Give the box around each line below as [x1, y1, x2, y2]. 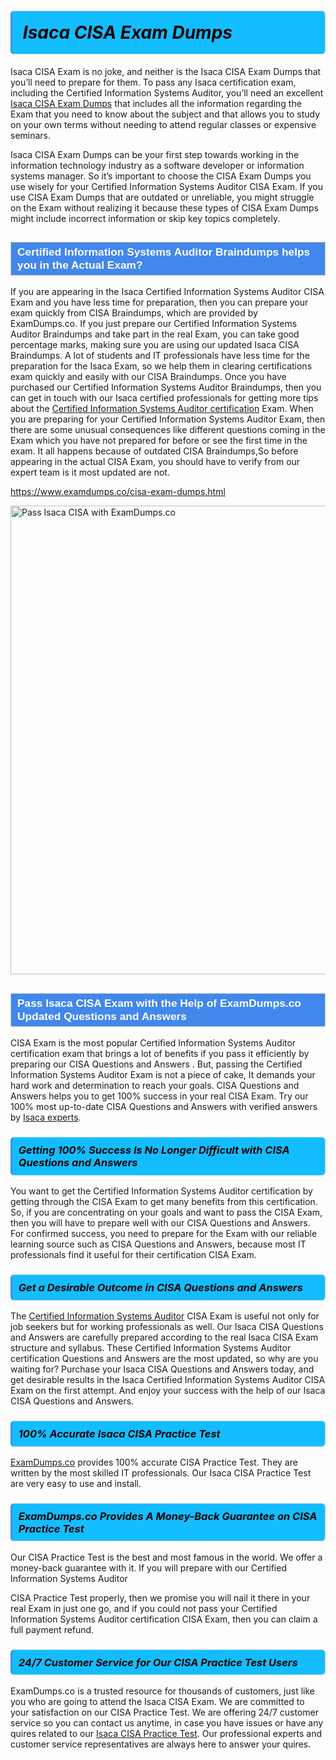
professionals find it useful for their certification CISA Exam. [10, 1249, 257, 1261]
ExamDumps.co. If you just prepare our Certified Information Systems [10, 318, 298, 330]
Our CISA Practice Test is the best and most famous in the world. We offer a [10, 1551, 323, 1563]
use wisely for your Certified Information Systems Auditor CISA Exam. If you [10, 180, 324, 192]
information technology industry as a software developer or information [10, 159, 305, 171]
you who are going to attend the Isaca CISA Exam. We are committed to [10, 1695, 305, 1707]
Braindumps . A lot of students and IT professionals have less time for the [10, 350, 310, 362]
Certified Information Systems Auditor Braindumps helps [17, 245, 311, 259]
